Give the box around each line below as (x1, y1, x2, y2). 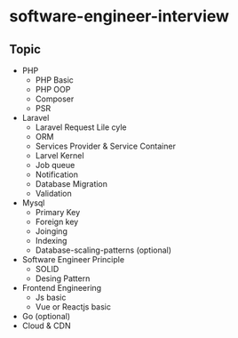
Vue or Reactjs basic (35, 302, 111, 312)
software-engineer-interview (9, 6, 229, 27)
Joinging (35, 226, 68, 237)
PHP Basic (35, 75, 74, 85)
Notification (35, 169, 78, 180)
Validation (35, 189, 73, 198)
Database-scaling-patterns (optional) (35, 245, 171, 255)
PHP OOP (35, 84, 71, 94)
